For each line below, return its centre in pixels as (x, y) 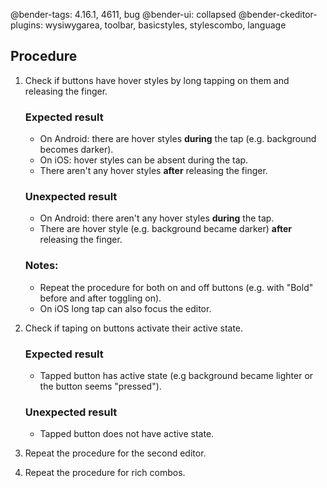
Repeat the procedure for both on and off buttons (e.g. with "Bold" (176, 287)
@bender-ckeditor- (278, 14)
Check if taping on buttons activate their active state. (134, 328)
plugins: (26, 25)
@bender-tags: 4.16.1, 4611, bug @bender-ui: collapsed (123, 14)
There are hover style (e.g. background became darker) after (166, 229)
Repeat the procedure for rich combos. (105, 473)
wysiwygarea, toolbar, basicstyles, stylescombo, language (165, 25)
